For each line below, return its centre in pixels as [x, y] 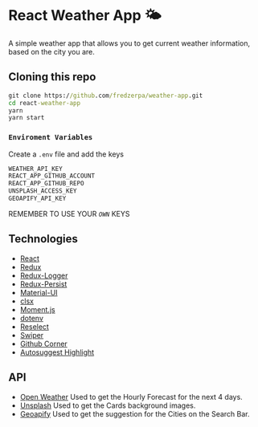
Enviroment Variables [51, 138]
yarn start [27, 118]
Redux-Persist [43, 284]
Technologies [43, 239]
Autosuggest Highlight [57, 352]
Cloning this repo [52, 77]
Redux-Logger [44, 275]
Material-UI [39, 292]
